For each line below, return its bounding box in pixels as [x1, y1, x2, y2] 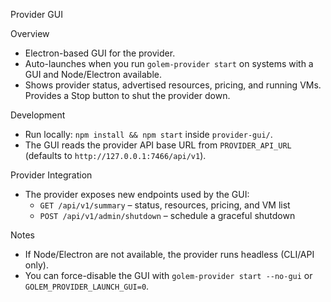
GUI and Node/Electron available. [24, 69, 163, 80]
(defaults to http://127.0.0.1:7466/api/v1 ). [24, 150, 207, 161]
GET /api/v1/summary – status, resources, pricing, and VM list [39, 199, 291, 211]
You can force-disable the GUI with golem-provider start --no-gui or [24, 270, 313, 281]
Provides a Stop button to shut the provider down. [24, 90, 231, 101]
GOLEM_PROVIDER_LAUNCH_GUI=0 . [24, 280, 150, 292]
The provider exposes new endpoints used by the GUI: [24, 189, 250, 200]
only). [24, 259, 49, 271]
